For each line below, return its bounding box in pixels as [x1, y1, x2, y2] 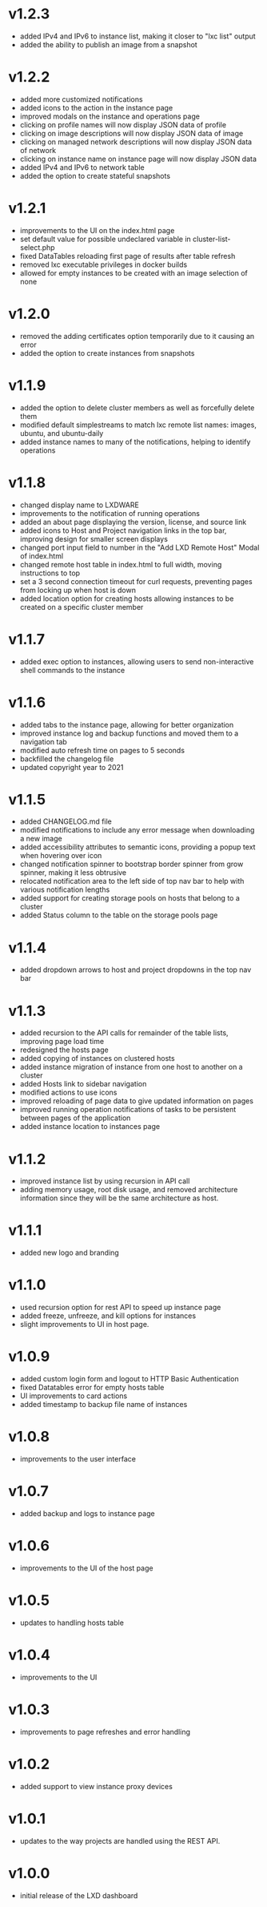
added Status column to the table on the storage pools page [19, 910, 218, 920]
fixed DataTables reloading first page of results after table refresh [19, 251, 236, 260]
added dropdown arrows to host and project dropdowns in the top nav [19, 965, 252, 974]
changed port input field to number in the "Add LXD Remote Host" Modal [19, 542, 260, 552]
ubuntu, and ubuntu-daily [19, 428, 104, 437]
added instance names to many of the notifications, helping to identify [19, 437, 251, 446]
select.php [19, 242, 55, 252]
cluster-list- [193, 234, 231, 244]
